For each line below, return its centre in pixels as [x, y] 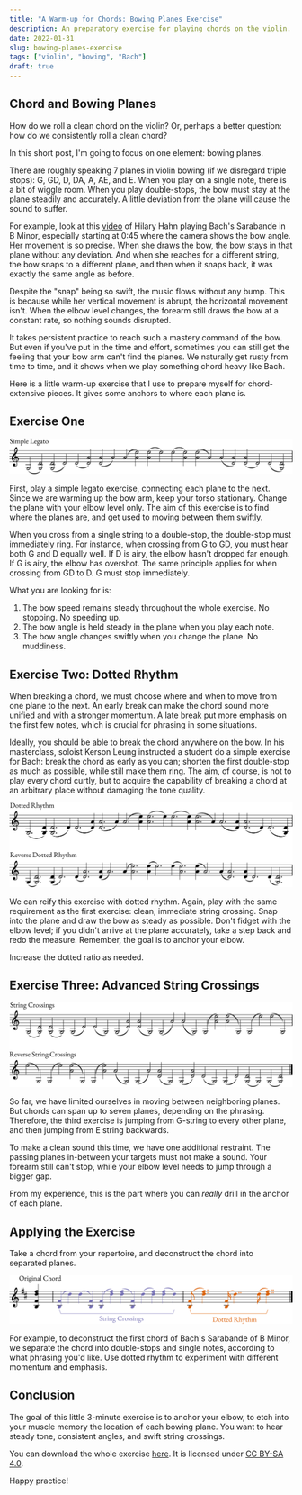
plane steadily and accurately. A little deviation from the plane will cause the [150, 199]
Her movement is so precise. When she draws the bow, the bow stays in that [151, 245]
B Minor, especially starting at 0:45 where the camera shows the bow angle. [150, 235]
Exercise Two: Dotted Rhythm [94, 674]
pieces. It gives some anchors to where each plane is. [147, 393]
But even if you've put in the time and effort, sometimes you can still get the [150, 347]
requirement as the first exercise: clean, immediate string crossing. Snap [143, 911]
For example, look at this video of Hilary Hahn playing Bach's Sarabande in [147, 226]
